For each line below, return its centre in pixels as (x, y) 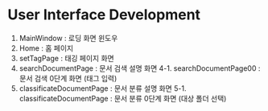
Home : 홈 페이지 (46, 48)
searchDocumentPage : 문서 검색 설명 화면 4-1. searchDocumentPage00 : (140, 68)
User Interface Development (104, 15)
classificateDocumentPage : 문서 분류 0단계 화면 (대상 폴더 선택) (123, 98)
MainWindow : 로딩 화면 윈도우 (68, 38)
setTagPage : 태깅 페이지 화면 (66, 58)
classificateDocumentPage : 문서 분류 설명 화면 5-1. (103, 88)
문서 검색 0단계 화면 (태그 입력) (68, 78)
